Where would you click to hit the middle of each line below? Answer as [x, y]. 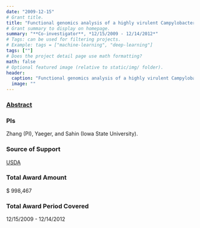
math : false [21, 61]
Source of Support [33, 149]
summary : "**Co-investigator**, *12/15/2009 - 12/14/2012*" [82, 34]
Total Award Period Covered [48, 206]
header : [16, 73]
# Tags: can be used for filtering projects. [63, 39]
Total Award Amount [37, 178]
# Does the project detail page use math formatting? [74, 56]
